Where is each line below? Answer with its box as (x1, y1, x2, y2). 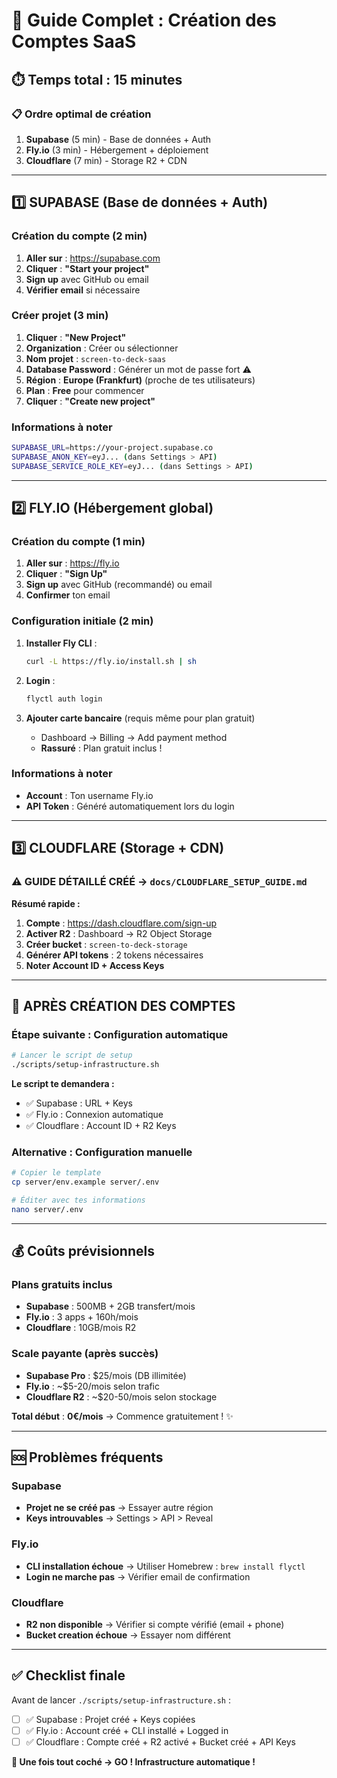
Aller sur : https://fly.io (25, 557, 120, 569)
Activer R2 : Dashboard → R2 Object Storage (25, 927, 213, 939)
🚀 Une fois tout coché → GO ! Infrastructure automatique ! (11, 1756, 256, 1768)
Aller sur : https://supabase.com (25, 252, 161, 264)
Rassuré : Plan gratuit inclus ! (40, 742, 163, 754)
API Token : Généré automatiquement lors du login (25, 800, 235, 812)
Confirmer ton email (25, 589, 111, 601)
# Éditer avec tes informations (11, 1195, 146, 1205)
